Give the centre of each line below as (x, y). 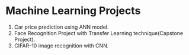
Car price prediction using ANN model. (61, 27)
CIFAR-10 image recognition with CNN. (61, 46)
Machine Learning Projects (73, 11)
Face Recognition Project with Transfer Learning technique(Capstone (99, 33)
